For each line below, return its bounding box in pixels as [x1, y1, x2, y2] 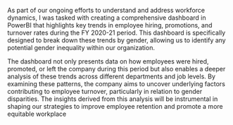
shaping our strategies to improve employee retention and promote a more [7, 102, 223, 110]
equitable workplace [7, 109, 67, 118]
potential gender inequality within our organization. [7, 44, 155, 52]
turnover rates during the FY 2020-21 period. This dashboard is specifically [7, 28, 226, 37]
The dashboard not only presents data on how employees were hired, [7, 57, 209, 66]
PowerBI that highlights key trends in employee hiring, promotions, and [7, 21, 213, 29]
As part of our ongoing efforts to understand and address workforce [7, 6, 206, 14]
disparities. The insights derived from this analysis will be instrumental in [7, 95, 218, 103]
